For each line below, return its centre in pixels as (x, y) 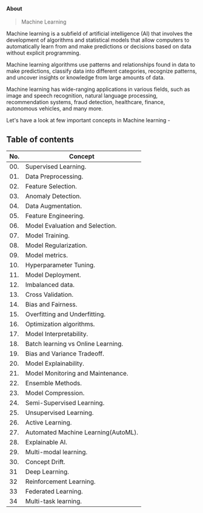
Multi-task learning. (54, 501)
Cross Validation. (49, 295)
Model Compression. (55, 393)
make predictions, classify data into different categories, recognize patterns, (101, 71)
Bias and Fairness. (51, 305)
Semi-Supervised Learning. (65, 403)
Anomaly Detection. (53, 196)
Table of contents (40, 139)
